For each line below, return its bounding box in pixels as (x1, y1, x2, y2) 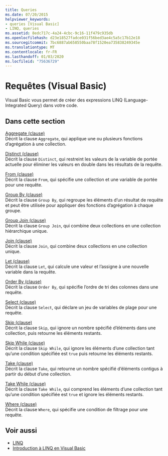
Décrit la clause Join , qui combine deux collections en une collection (5, 243, 147, 249)
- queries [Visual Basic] (5, 21, 59, 27)
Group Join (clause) (5, 217, 46, 223)
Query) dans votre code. (27, 103, 78, 109)
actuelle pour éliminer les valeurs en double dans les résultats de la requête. (5, 161, 163, 167)
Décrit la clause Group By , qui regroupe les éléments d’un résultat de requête (5, 197, 163, 203)
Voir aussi (5, 426, 37, 435)
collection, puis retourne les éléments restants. (5, 330, 102, 336)
